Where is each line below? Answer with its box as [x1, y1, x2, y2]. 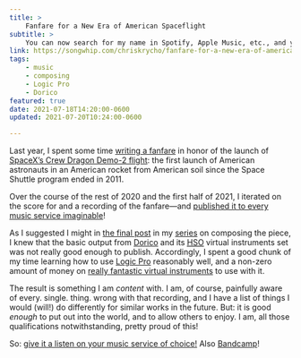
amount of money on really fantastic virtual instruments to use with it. [9, 266, 265, 277]
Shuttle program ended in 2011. [9, 174, 125, 184]
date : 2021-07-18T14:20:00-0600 [9, 105, 130, 114]
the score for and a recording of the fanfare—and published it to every [9, 200, 269, 211]
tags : [9, 55, 30, 64]
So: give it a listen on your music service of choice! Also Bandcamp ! [9, 338, 260, 349]
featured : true [9, 96, 66, 106]
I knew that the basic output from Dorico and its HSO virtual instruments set [9, 237, 288, 248]
